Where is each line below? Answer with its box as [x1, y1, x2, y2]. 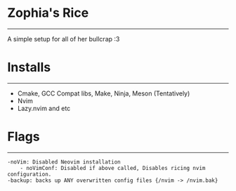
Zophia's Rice [7, 5, 89, 21]
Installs [7, 60, 51, 75]
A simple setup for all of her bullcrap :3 [7, 34, 120, 43]
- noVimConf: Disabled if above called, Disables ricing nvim [20, 164, 206, 171]
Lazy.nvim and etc [17, 104, 71, 112]
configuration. [7, 171, 52, 178]
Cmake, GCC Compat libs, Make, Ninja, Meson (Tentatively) [17, 89, 190, 98]
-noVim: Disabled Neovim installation [7, 158, 121, 166]
